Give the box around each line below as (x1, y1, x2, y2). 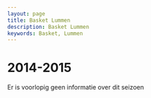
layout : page (7, 10, 46, 17)
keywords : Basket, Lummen (7, 29, 83, 37)
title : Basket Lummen (7, 17, 71, 24)
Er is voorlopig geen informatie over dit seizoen (7, 83, 144, 92)
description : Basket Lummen (7, 23, 90, 30)
